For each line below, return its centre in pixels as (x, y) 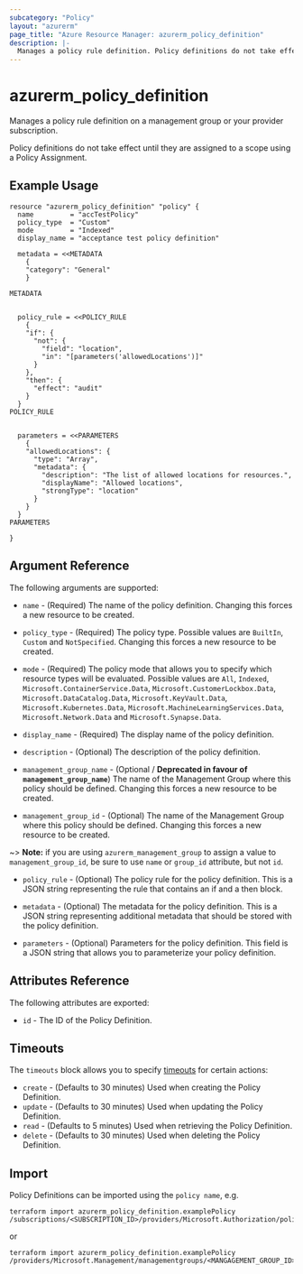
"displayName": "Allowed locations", (112, 483)
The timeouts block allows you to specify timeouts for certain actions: (139, 1070)
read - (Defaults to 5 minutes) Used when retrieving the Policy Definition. (157, 1126)
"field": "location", (83, 348)
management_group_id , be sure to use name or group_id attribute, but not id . (147, 862)
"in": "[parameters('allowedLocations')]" (123, 356)
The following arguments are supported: (84, 587)
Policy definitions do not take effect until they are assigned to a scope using (150, 148)
